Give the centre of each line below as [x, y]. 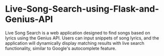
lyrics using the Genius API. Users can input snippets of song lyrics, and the [82, 38]
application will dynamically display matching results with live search [75, 43]
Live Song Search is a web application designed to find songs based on [78, 33]
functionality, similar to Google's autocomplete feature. [61, 48]
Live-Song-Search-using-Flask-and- [82, 9]
